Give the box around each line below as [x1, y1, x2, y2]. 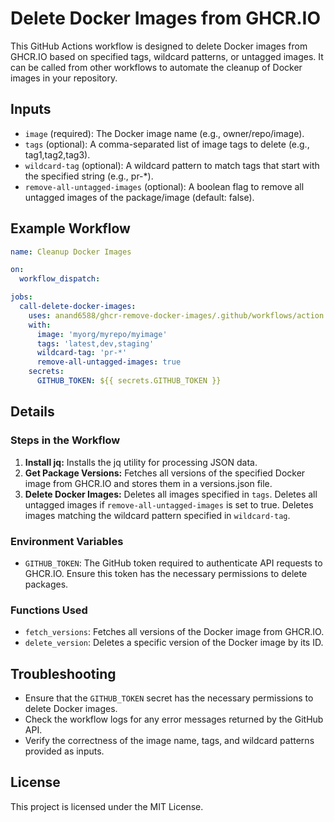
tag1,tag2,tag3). [24, 148, 91, 161]
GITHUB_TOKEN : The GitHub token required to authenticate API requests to [24, 557, 323, 569]
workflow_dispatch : [19, 274, 101, 284]
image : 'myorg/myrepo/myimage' [36, 329, 168, 339]
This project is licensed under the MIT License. [10, 800, 204, 812]
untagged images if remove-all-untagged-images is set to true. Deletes [24, 498, 314, 511]
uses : [28, 310, 52, 321]
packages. [24, 578, 69, 590]
